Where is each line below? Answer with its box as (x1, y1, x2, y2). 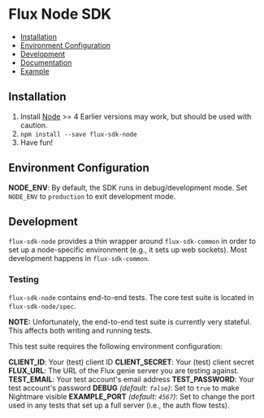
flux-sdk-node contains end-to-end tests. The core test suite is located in (8, 292, 254, 302)
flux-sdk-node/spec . (8, 301, 76, 311)
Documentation (19, 58, 72, 67)
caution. (19, 120, 48, 130)
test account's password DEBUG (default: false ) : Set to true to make (8, 383, 240, 393)
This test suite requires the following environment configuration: (8, 341, 223, 351)
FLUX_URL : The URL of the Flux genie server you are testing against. (8, 365, 240, 375)
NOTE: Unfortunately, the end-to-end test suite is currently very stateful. (8, 316, 252, 326)
